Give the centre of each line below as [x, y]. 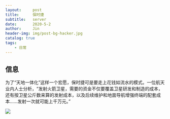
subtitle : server [26, 19]
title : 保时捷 [25, 15]
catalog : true [20, 38]
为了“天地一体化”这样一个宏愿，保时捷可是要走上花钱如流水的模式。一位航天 [85, 83]
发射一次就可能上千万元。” [44, 101]
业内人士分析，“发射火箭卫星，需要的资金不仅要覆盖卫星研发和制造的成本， [84, 89]
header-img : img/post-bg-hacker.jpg [44, 33]
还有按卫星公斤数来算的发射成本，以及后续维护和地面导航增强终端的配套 [81, 95]
